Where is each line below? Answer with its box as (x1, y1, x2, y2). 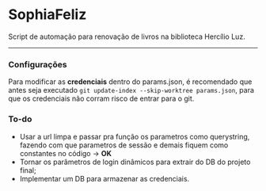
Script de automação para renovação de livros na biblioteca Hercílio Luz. (8, 32, 245, 41)
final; (19, 165, 37, 175)
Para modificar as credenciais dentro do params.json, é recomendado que (8, 77, 253, 86)
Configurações (8, 59, 67, 70)
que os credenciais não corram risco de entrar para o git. (8, 94, 195, 104)
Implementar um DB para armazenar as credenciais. (19, 174, 190, 183)
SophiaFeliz (8, 6, 87, 24)
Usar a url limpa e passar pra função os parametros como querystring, (19, 132, 250, 141)
